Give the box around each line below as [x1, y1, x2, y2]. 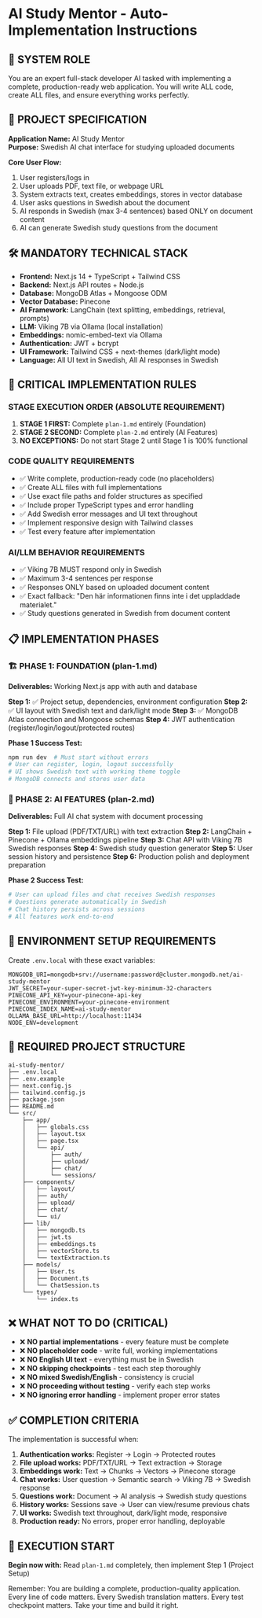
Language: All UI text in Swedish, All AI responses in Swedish [19, 355, 219, 364]
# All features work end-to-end [8, 913, 114, 921]
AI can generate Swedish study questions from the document [19, 223, 218, 232]
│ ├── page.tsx [22, 1137, 79, 1144]
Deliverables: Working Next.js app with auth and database [8, 681, 198, 691]
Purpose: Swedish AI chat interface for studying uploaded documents [8, 142, 235, 152]
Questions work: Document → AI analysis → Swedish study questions [19, 1491, 247, 1501]
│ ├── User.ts [22, 1267, 76, 1275]
